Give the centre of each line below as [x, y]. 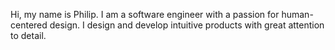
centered [29, 25]
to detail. [28, 35]
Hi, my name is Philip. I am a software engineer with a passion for [145, 14]
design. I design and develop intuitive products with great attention [187, 25]
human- [297, 14]
